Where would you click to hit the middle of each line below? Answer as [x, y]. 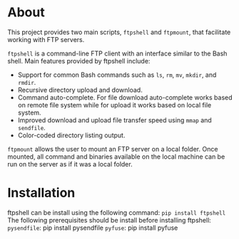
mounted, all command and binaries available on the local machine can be [116, 156]
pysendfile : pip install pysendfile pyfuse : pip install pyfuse [93, 228]
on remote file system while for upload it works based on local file [115, 105]
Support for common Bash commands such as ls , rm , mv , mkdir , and [117, 75]
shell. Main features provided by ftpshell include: [79, 60]
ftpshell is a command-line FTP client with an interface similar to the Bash [117, 53]
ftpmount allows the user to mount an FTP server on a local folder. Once [113, 149]
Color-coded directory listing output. [71, 135]
